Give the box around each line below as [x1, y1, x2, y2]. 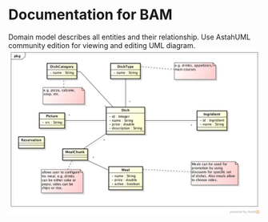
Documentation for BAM [8, 6, 173, 24]
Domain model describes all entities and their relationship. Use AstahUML [8, 32, 251, 42]
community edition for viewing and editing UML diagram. [8, 40, 196, 50]
